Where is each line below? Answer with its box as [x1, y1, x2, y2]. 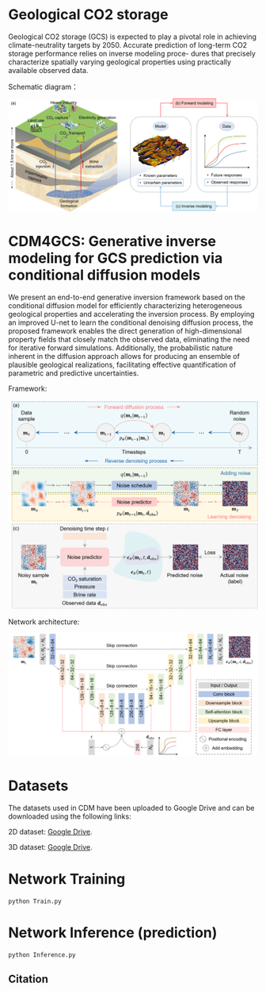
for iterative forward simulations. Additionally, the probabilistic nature [8, 343, 234, 353]
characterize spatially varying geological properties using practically [8, 57, 232, 67]
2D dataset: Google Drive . [8, 827, 93, 836]
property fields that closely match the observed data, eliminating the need [8, 334, 250, 344]
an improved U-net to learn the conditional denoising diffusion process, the [8, 318, 253, 327]
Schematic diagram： [8, 82, 79, 91]
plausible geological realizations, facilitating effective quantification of [8, 360, 237, 369]
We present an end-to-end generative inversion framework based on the [8, 292, 245, 302]
